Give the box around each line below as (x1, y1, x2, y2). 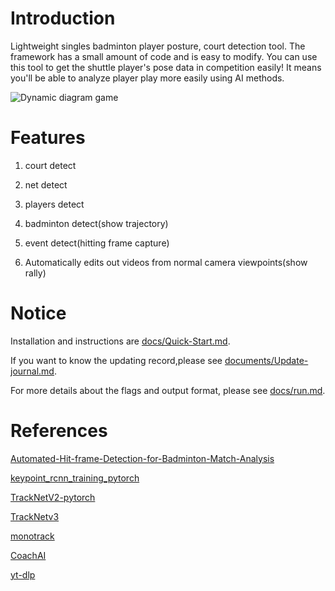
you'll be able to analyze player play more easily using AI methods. (10, 72, 285, 84)
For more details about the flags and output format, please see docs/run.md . (10, 384, 326, 396)
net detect (24, 178, 68, 191)
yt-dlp (10, 568, 36, 581)
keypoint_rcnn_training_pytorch (10, 472, 140, 484)
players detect (24, 198, 85, 210)
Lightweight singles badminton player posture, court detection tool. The (10, 40, 306, 52)
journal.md (10, 365, 55, 377)
